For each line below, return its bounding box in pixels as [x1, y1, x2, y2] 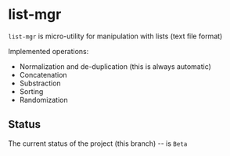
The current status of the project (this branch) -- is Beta [8, 139, 188, 148]
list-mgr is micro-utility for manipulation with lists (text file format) [8, 31, 223, 41]
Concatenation [19, 70, 68, 79]
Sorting [19, 86, 44, 96]
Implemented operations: [8, 46, 89, 56]
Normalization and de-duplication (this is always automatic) [19, 61, 211, 71]
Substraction [19, 78, 61, 88]
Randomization [19, 95, 68, 104]
